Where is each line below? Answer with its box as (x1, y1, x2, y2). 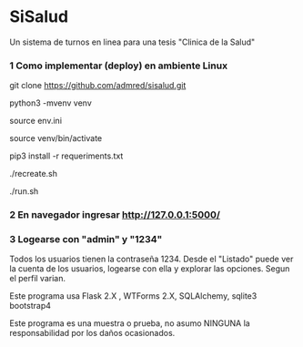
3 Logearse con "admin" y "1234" (9, 233, 163, 246)
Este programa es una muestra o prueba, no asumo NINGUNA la (9, 318, 250, 329)
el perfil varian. (9, 273, 66, 284)
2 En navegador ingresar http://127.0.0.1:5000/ (9, 209, 221, 221)
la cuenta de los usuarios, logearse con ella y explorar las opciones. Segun (9, 263, 290, 274)
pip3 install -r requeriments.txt (9, 150, 124, 161)
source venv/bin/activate (9, 133, 103, 144)
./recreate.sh (9, 168, 57, 179)
